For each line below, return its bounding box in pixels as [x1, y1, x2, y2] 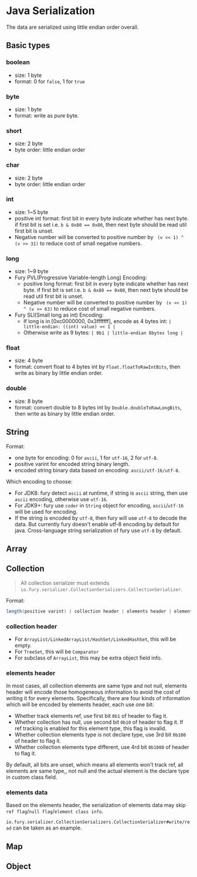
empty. [14, 641, 32, 648]
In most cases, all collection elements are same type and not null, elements [6, 683, 188, 690]
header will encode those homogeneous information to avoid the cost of [6, 688, 181, 695]
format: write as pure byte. [14, 112, 79, 119]
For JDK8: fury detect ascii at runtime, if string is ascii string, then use [14, 489, 188, 496]
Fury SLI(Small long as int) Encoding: [14, 311, 104, 318]
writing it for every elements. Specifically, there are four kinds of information [6, 695, 191, 702]
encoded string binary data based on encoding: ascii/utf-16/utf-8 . [14, 466, 180, 473]
